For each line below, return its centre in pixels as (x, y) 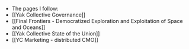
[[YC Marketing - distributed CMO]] (55, 40)
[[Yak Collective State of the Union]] (56, 34)
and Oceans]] (28, 27)
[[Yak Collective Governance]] (49, 15)
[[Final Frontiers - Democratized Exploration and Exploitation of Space (97, 21)
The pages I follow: (35, 9)
